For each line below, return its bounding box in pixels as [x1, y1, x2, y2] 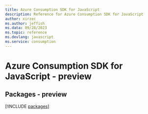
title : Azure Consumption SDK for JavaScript [5, 7, 99, 12]
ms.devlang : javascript [5, 35, 54, 40]
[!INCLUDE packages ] [5, 103, 49, 109]
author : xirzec [5, 16, 36, 21]
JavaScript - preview [5, 71, 92, 82]
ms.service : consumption [5, 39, 56, 44]
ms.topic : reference [5, 30, 48, 35]
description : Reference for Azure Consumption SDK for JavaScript [5, 12, 144, 17]
